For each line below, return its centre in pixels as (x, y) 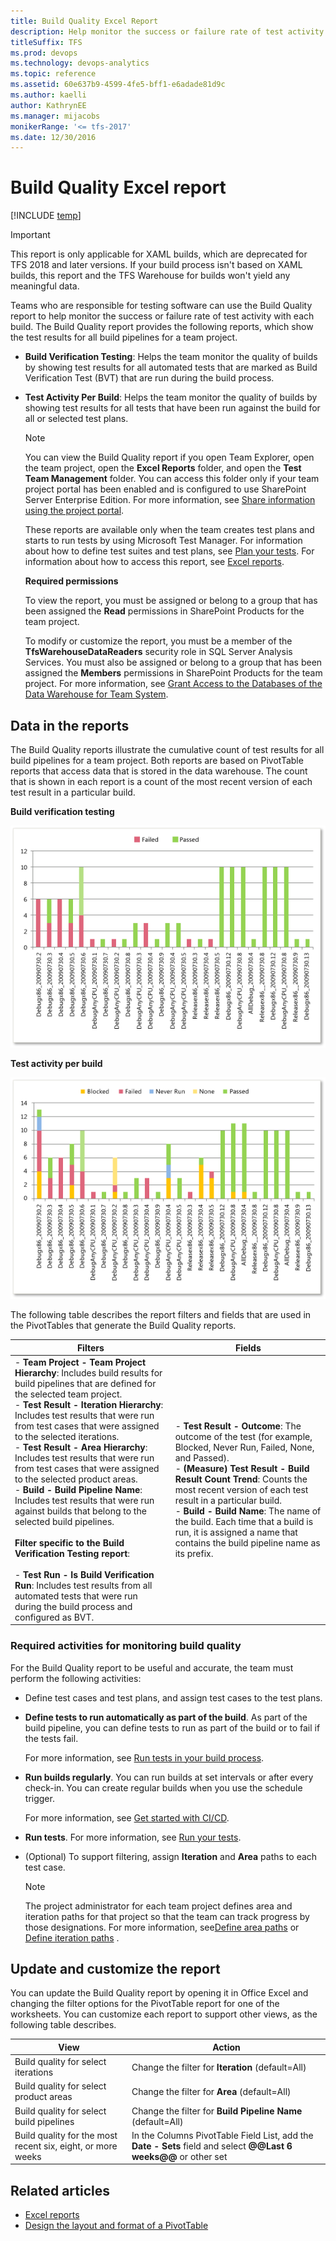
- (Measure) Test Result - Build (242, 1468)
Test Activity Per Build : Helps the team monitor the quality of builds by (171, 397)
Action (226, 2047)
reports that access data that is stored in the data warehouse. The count (159, 771)
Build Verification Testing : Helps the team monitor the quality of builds (171, 357)
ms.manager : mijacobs (55, 116)
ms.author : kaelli (48, 95)
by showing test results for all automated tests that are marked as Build (171, 367)
